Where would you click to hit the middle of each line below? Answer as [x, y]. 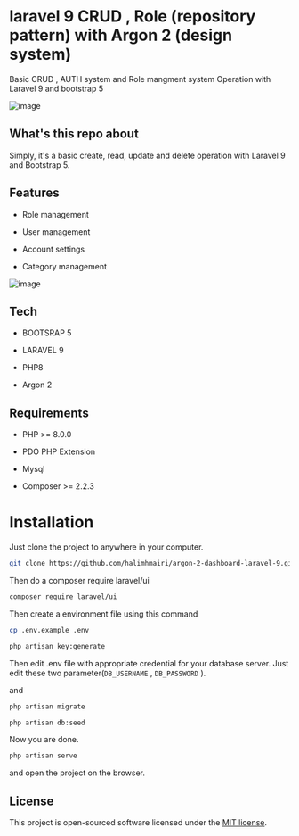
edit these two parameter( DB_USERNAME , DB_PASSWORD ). [108, 673]
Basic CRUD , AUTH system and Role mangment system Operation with [140, 79]
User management [56, 232]
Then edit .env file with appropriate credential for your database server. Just [149, 663]
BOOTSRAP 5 [47, 333]
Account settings [53, 249]
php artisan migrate [48, 707]
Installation [52, 522]
